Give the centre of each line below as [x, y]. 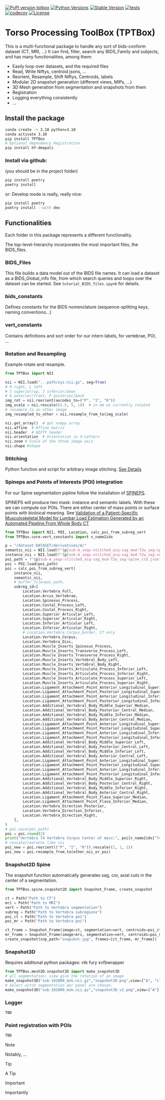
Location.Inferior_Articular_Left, [59, 624]
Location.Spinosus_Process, [51, 600]
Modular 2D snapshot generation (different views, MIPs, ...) [72, 82]
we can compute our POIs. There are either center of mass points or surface [82, 507]
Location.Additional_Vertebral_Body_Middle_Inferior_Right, [85, 788]
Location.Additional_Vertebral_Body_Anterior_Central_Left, [85, 756]
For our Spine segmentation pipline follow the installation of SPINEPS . [75, 493]
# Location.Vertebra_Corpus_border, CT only [69, 633]
